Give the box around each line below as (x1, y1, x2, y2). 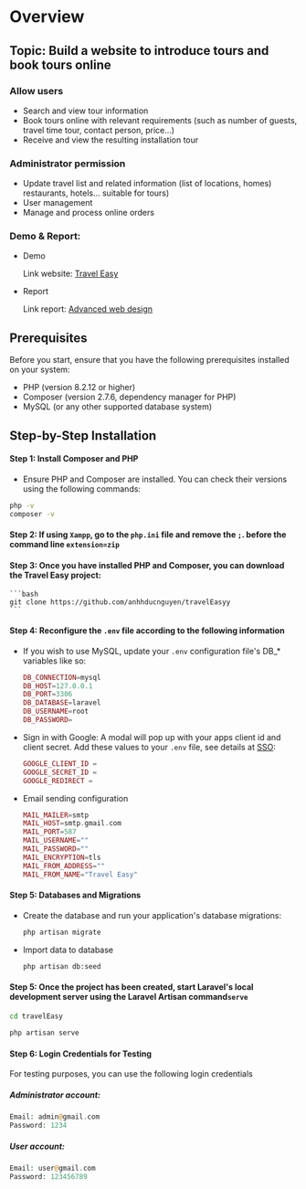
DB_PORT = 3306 (22, 690, 73, 699)
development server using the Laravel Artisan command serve (9, 992, 248, 1003)
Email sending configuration (22, 792, 129, 803)
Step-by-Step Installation (9, 428, 157, 443)
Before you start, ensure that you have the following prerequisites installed (9, 355, 290, 366)
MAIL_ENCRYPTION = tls (22, 853, 101, 862)
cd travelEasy (9, 1012, 64, 1021)
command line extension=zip (9, 539, 121, 550)
